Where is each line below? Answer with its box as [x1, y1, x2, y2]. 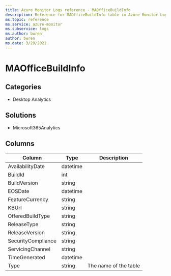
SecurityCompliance [8, 237, 57, 244]
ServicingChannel [8, 245, 51, 253]
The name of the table [87, 262, 140, 269]
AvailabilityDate [8, 163, 45, 170]
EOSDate [8, 188, 30, 195]
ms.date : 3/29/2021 [5, 41, 47, 46]
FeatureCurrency [8, 196, 48, 203]
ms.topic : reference [5, 17, 49, 22]
